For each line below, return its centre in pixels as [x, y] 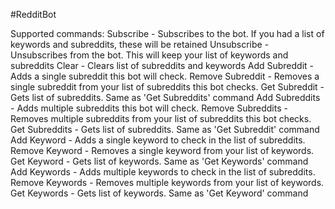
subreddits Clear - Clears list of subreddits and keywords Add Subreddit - [162, 65]
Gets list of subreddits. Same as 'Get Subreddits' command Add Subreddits [165, 97]
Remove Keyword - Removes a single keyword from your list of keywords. [162, 150]
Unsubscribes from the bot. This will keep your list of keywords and [149, 55]
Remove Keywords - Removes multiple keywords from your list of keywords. [167, 182]
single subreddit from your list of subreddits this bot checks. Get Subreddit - [167, 87]
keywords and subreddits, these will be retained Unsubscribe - [140, 44]
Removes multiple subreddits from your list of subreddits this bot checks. [161, 118]
